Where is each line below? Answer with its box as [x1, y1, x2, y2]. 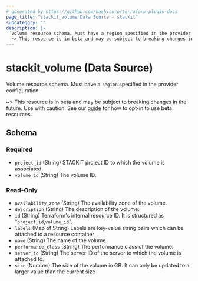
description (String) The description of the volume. [14, 205, 140, 212]
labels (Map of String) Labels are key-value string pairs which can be [14, 224, 184, 231]
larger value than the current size [14, 268, 95, 275]
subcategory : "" [6, 19, 46, 25]
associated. [14, 165, 43, 172]
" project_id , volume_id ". [14, 218, 72, 225]
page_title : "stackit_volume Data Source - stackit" [6, 14, 138, 20]
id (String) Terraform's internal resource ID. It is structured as [14, 212, 164, 219]
